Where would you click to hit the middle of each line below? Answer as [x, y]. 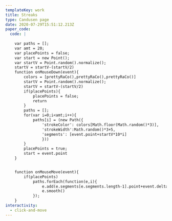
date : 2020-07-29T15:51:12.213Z [40, 24]
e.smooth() [53, 191]
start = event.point [46, 154]
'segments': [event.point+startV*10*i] [84, 134]
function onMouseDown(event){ [47, 72]
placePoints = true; [46, 149]
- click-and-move [28, 210]
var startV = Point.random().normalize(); [60, 63]
